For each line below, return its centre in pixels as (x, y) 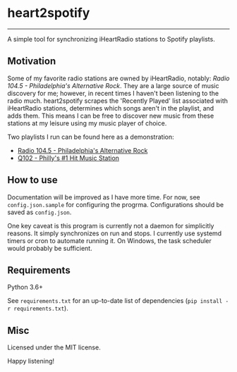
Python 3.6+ (25, 287)
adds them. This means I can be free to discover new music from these (111, 116)
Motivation (32, 61)
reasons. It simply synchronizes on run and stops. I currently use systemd (115, 233)
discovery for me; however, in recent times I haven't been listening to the (113, 93)
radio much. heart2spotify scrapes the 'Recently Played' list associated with (117, 101)
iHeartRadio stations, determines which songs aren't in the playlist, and (111, 108)
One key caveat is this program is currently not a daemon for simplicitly (111, 225)
